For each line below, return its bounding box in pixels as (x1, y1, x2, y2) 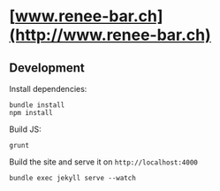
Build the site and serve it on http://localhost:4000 (9, 157, 199, 167)
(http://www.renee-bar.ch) (9, 25, 212, 45)
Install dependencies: (9, 84, 87, 94)
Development (9, 60, 86, 75)
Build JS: (9, 124, 42, 134)
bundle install (9, 101, 65, 110)
